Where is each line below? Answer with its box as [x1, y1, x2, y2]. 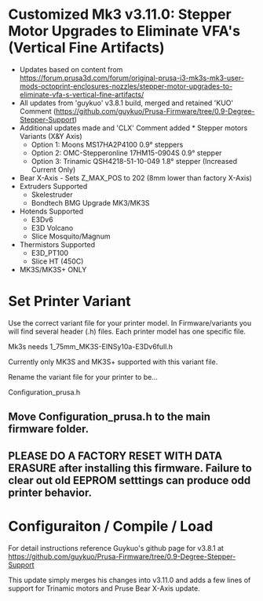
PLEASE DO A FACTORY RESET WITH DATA [8, 449, 223, 462]
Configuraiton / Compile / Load [8, 517, 214, 535]
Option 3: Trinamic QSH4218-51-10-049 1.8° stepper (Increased [31, 156, 238, 166]
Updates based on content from [19, 64, 123, 74]
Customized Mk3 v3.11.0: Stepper [8, 5, 232, 24]
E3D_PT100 [31, 248, 69, 257]
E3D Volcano [31, 223, 74, 232]
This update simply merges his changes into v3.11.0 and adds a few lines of [8, 575, 251, 585]
